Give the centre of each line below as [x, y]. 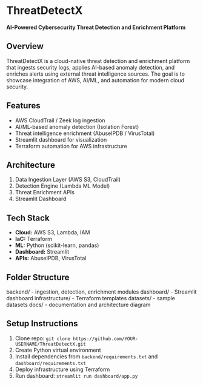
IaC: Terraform [34, 239]
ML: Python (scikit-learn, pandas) [57, 245]
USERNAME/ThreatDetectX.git [50, 344]
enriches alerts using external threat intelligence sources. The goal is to [95, 74]
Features [23, 106]
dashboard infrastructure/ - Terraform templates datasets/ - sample [91, 298]
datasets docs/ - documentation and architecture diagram [78, 304]
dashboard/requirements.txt [50, 363]
